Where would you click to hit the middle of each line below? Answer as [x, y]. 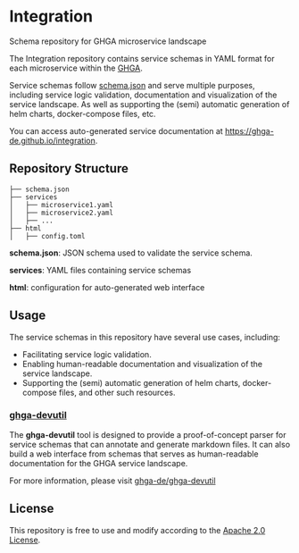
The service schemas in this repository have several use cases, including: [145, 337]
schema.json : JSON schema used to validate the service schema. [131, 253]
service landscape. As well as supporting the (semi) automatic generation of [149, 104]
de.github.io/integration [52, 140]
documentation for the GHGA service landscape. [99, 463]
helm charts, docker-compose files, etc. [83, 113]
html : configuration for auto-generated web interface [107, 287]
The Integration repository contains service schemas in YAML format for [142, 58]
